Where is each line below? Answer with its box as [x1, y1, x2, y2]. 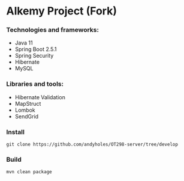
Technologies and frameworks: [6, 26, 99, 34]
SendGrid [14, 112, 39, 120]
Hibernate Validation [14, 93, 66, 100]
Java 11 [14, 39, 33, 46]
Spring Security [14, 52, 54, 60]
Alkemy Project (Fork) [6, 4, 117, 18]
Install [6, 127, 25, 136]
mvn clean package [6, 169, 52, 175]
